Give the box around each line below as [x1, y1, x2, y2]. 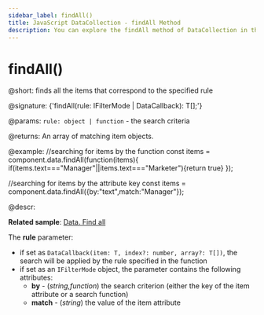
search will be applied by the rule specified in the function [19, 256, 208, 266]
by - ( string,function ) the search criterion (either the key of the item [31, 281, 250, 291]
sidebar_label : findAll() [8, 11, 93, 20]
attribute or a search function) [31, 290, 129, 299]
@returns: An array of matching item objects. [8, 131, 154, 141]
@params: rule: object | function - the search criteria [8, 116, 190, 126]
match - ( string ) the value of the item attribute [31, 298, 181, 307]
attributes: [19, 273, 53, 283]
